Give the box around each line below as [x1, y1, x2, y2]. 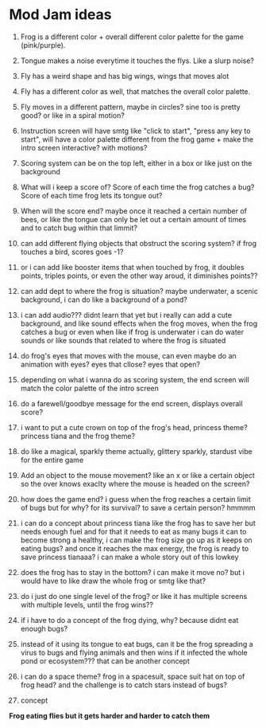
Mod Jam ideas [9, 6, 112, 24]
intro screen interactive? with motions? [20, 143, 148, 152]
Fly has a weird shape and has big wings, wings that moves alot [20, 71, 229, 80]
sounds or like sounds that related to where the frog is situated [20, 335, 226, 345]
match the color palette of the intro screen [20, 383, 160, 393]
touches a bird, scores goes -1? [20, 247, 124, 256]
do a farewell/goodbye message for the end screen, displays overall [20, 398, 243, 408]
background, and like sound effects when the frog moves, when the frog [20, 319, 258, 328]
